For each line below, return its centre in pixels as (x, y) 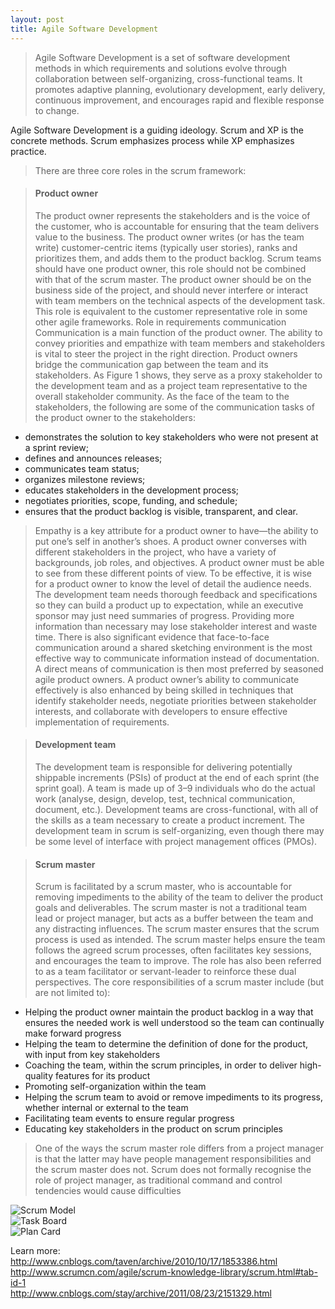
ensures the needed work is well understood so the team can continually (174, 1023)
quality (39, 1076)
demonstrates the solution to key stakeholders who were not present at (171, 437)
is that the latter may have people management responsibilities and (173, 1159)
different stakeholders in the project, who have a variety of (155, 552)
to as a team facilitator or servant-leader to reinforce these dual (165, 972)
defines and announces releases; (93, 458)
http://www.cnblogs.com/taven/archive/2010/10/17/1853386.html (144, 1262)
